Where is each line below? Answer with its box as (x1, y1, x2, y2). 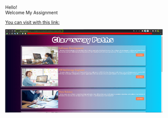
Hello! (5, 5, 17, 10)
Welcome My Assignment (5, 10, 58, 16)
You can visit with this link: (5, 20, 60, 25)
